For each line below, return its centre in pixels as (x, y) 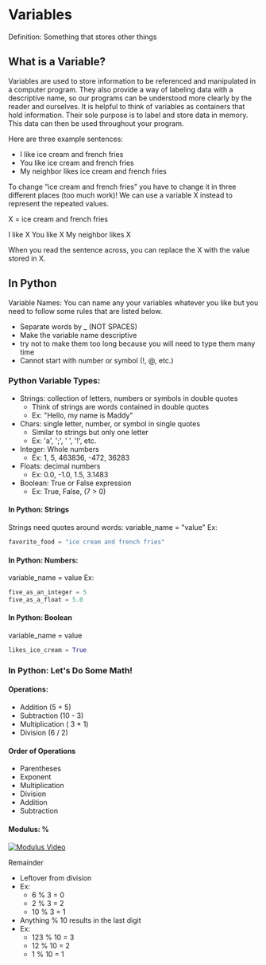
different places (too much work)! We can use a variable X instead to (120, 195)
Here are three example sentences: (66, 139)
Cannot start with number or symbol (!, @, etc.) (96, 360)
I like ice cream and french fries (71, 154)
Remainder (26, 862)
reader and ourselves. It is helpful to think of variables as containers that (127, 106)
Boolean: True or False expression (75, 483)
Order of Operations (42, 751)
